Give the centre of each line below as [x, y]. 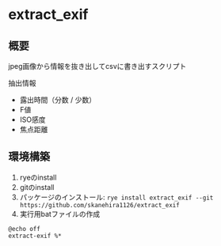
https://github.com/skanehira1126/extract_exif [99, 205]
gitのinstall [37, 187]
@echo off [25, 229]
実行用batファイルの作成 [60, 214]
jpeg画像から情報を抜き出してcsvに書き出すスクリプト [97, 66]
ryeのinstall [38, 177]
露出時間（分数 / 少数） [58, 100]
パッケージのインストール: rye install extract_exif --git [116, 197]
